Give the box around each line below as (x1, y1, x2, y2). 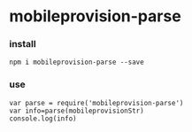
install (9, 38, 37, 50)
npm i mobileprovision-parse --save (9, 58, 144, 67)
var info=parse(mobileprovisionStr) (9, 106, 144, 115)
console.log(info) (9, 113, 77, 123)
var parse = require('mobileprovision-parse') (9, 98, 184, 107)
